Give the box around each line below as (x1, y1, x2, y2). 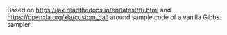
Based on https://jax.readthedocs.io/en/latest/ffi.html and (7, 6, 171, 14)
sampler (7, 21, 31, 28)
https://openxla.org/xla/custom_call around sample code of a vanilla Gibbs (7, 13, 220, 21)
